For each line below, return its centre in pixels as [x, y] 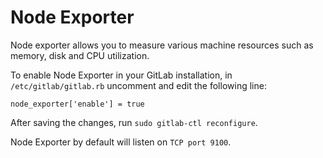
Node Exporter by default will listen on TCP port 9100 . [121, 142]
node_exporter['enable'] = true [77, 104]
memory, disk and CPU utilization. [80, 55]
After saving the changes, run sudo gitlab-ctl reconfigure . [134, 122]
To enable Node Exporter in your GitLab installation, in [121, 75]
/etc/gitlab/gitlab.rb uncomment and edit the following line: [138, 85]
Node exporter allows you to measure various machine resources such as [162, 45]
